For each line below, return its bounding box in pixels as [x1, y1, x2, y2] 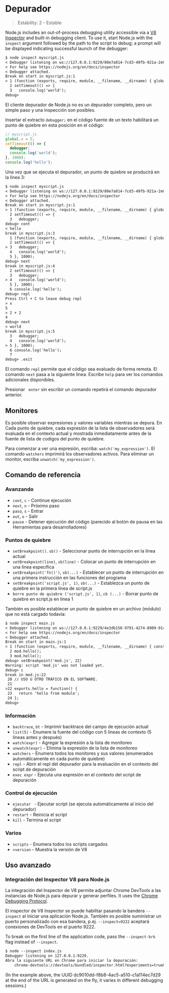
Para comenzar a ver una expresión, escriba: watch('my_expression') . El [5, 445, 155, 452]
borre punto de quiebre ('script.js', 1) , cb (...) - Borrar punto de [12, 590, 158, 596]
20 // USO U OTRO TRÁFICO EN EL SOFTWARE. [7, 677, 98, 682]
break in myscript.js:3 [5, 231, 55, 236]
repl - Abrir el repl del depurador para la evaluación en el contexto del [12, 761, 158, 767]
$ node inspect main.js [5, 620, 55, 626]
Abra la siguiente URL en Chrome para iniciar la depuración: [5, 958, 138, 963]
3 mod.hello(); [10, 654, 42, 659]
